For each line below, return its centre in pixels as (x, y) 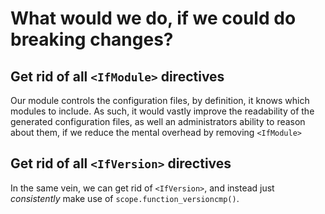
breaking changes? (92, 39)
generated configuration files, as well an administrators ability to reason (158, 121)
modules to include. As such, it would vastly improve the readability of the (162, 111)
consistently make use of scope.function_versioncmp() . (125, 198)
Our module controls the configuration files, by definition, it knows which (160, 100)
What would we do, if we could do (153, 18)
